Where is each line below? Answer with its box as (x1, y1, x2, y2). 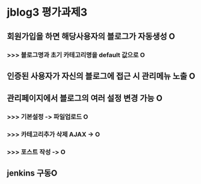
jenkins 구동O (7, 168, 58, 179)
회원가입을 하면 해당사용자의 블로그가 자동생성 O (7, 31, 175, 41)
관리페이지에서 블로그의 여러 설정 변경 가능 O (7, 93, 163, 104)
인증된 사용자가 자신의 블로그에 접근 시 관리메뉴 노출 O (7, 71, 196, 81)
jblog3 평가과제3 (7, 5, 88, 19)
